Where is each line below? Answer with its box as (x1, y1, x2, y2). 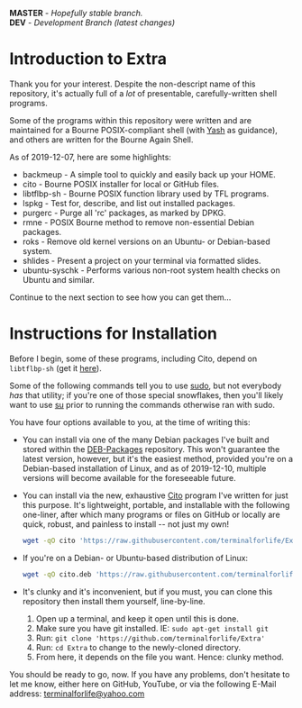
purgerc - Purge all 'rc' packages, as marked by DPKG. (22, 207, 227, 218)
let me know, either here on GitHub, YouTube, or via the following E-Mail (9, 678, 277, 689)
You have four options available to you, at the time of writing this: (9, 416, 251, 427)
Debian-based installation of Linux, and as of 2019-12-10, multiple (22, 463, 267, 474)
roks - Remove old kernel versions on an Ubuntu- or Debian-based (22, 236, 270, 247)
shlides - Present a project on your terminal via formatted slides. (22, 255, 261, 266)
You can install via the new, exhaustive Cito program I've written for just (22, 490, 288, 501)
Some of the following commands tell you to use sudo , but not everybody (9, 380, 282, 391)
